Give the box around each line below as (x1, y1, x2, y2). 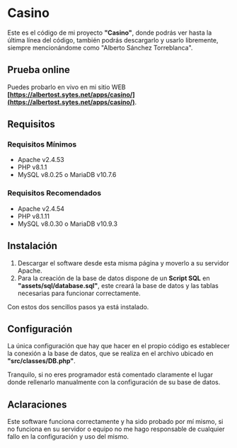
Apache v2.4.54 (17, 204, 65, 213)
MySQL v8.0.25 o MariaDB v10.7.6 (17, 171, 117, 179)
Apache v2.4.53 (17, 156, 65, 164)
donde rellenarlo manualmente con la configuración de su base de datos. (7, 378, 221, 386)
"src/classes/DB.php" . (7, 357, 76, 365)
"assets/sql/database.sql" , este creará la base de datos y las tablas (17, 281, 219, 289)
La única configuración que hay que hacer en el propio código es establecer (7, 342, 230, 350)
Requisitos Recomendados (7, 188, 101, 198)
